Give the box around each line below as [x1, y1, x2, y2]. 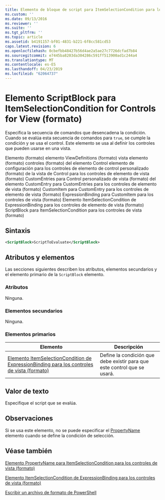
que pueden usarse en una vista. [5, 145, 72, 151]
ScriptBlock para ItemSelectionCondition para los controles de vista [5, 207, 142, 213]
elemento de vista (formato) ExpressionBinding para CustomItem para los [5, 191, 154, 197]
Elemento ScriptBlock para [5, 93, 116, 104]
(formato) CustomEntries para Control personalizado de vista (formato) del [5, 176, 156, 182]
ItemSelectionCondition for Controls [5, 103, 156, 114]
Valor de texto [5, 387, 49, 395]
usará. [100, 370, 114, 377]
